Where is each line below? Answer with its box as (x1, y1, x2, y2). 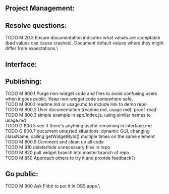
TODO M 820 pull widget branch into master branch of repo (5, 150, 130, 156)
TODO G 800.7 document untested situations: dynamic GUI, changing (5, 128, 150, 134)
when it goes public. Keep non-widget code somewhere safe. (5, 96, 133, 102)
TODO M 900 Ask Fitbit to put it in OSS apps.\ (5, 183, 100, 189)
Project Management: (5, 4, 75, 13)
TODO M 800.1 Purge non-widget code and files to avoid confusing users (5, 90, 157, 96)
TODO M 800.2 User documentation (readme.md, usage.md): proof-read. (5, 107, 158, 113)
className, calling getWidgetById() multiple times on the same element (5, 133, 155, 139)
